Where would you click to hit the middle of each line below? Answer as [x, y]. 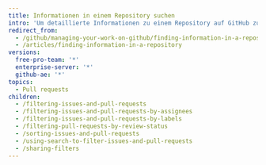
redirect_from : [33, 30]
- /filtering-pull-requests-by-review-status [92, 126]
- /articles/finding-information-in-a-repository [99, 45]
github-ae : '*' [40, 75]
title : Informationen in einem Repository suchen [92, 15]
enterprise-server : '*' [54, 67]
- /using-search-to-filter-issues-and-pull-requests [104, 141]
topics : [21, 82]
